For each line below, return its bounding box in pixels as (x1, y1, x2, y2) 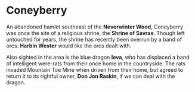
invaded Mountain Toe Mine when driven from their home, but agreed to (6, 66, 184, 73)
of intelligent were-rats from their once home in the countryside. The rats (6, 60, 186, 67)
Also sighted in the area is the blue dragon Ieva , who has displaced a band (6, 53, 190, 61)
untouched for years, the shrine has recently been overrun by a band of (6, 36, 182, 43)
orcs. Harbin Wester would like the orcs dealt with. (6, 42, 132, 49)
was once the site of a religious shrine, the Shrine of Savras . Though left (6, 29, 185, 36)
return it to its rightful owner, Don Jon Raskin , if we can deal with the (6, 72, 175, 80)
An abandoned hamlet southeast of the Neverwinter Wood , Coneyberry (6, 23, 184, 30)
